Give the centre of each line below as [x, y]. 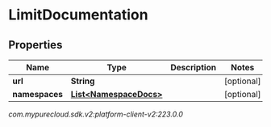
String [83, 81]
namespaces [38, 94]
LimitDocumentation [78, 15]
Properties [35, 45]
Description [193, 68]
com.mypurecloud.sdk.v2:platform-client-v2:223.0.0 [96, 114]
